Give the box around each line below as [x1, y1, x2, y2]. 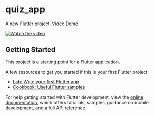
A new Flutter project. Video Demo [5, 20, 79, 27]
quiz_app [5, 4, 45, 15]
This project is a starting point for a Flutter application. [5, 59, 120, 65]
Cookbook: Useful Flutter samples [12, 84, 85, 90]
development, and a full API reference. [5, 105, 87, 111]
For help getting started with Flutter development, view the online [5, 94, 144, 100]
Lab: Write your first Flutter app [12, 78, 80, 85]
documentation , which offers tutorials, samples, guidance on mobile [5, 99, 149, 105]
